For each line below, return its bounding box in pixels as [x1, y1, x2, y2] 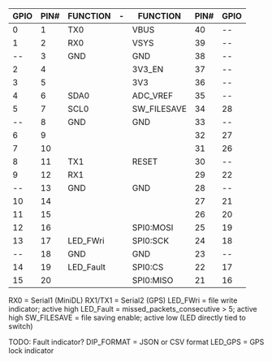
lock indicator [8, 346, 54, 356]
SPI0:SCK [132, 235, 169, 246]
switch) [8, 321, 34, 331]
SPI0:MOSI [132, 222, 174, 233]
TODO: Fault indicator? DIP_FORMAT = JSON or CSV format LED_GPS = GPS [8, 337, 265, 347]
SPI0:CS [132, 261, 164, 273]
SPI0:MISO [132, 275, 174, 286]
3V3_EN [132, 64, 164, 75]
